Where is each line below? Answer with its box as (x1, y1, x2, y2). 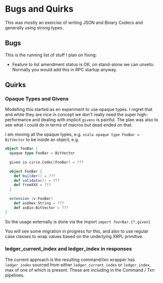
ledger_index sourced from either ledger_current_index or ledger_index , (5, 261, 151, 267)
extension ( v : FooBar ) (9, 196, 54, 201)
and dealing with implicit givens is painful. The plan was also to (32, 117, 159, 123)
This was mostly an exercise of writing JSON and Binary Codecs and (5, 20, 143, 25)
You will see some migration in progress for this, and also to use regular (5, 228, 149, 234)
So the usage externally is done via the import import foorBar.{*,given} (5, 218, 151, 224)
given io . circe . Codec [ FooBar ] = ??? (9, 160, 84, 165)
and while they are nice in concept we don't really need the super (5, 111, 136, 118)
